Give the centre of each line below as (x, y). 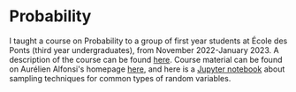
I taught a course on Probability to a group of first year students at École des (148, 41)
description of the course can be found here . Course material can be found (146, 59)
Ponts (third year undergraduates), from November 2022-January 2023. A (144, 50)
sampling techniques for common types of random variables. (120, 78)
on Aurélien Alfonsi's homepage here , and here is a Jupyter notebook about (147, 69)
